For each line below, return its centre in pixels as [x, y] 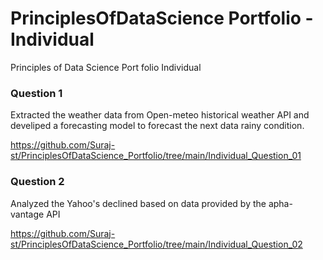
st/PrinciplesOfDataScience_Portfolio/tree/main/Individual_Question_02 [156, 244]
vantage [27, 214]
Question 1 [36, 93]
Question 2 [37, 182]
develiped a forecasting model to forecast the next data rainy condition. [157, 126]
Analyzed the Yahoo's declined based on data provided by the [138, 203]
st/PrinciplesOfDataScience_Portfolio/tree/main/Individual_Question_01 [156, 156]
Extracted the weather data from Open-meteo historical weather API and [160, 115]
